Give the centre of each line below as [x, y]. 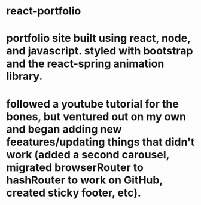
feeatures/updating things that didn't [100, 142]
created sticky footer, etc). [74, 193]
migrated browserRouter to [75, 167]
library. [25, 77]
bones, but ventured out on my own [96, 116]
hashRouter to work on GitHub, [84, 180]
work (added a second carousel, [88, 154]
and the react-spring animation [85, 64]
